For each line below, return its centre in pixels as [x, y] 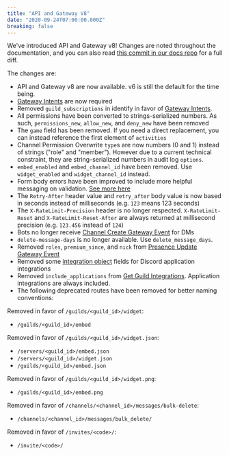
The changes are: [32, 73]
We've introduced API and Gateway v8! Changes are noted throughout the [112, 46]
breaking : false [30, 26]
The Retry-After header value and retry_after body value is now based [119, 196]
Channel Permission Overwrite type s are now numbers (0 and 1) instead [118, 145]
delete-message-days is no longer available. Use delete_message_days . [115, 240]
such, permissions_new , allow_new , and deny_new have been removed [113, 123]
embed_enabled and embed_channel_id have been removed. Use [105, 167]
